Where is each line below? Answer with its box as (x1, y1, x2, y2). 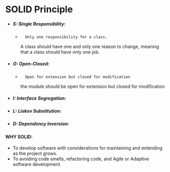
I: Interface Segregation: (12, 95, 66, 101)
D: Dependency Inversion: (12, 121, 69, 127)
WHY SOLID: (5, 134, 33, 140)
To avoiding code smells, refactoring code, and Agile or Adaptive (12, 156, 150, 162)
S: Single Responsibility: (12, 20, 66, 27)
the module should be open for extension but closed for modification (20, 83, 165, 90)
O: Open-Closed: (12, 60, 50, 67)
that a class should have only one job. (20, 49, 100, 55)
